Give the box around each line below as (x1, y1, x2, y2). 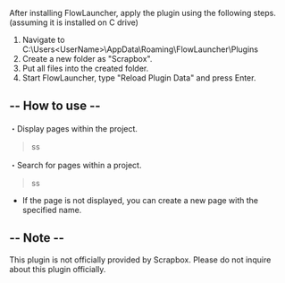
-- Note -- (9, 230, 65, 245)
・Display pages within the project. (9, 123, 138, 133)
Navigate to (21, 35, 65, 45)
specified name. (21, 204, 82, 215)
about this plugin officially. (9, 263, 106, 274)
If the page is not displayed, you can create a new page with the (21, 194, 259, 205)
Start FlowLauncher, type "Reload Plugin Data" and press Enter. (21, 73, 256, 83)
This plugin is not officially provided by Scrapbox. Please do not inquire (9, 254, 272, 265)
